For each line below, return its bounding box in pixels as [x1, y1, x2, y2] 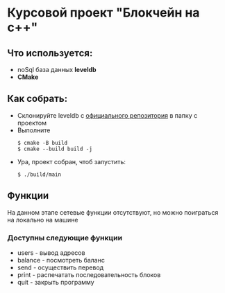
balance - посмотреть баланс [17, 256, 106, 264]
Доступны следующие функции [7, 233, 123, 242]
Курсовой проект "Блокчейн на [7, 5, 200, 21]
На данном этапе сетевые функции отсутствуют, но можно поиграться [7, 208, 219, 216]
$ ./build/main [17, 171, 62, 178]
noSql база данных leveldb [17, 66, 97, 73]
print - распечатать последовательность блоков [17, 270, 161, 278]
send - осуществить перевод [17, 263, 104, 272]
